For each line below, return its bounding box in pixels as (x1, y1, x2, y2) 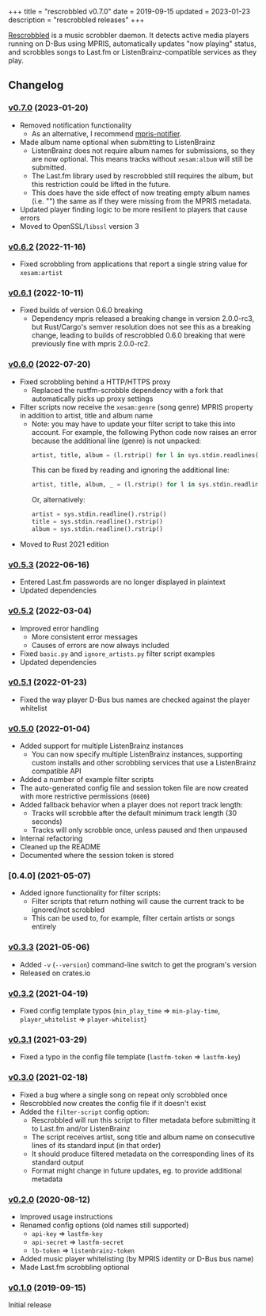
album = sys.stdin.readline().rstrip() (31, 525, 164, 533)
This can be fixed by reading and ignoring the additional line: (31, 465, 230, 475)
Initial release (8, 1300, 51, 1310)
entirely (31, 922, 57, 932)
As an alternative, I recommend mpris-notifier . (31, 128, 182, 138)
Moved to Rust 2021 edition (19, 539, 109, 549)
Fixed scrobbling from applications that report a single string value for (19, 259, 248, 269)
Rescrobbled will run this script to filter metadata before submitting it (31, 1115, 256, 1124)
